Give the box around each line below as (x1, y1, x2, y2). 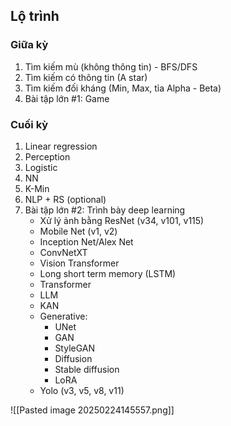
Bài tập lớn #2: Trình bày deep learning (24, 204, 186, 216)
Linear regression (24, 140, 98, 152)
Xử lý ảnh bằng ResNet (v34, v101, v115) (39, 214, 205, 226)
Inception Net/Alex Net (39, 235, 134, 248)
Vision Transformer (39, 257, 120, 269)
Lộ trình (10, 8, 60, 25)
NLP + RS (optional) (24, 193, 107, 205)
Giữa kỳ (10, 38, 49, 52)
